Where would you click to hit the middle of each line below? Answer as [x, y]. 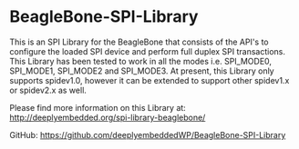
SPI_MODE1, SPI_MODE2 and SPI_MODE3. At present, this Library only [142, 71]
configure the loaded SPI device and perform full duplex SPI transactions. [147, 51]
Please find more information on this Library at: [98, 107]
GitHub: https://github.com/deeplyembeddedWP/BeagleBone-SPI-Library [148, 134]
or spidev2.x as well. [48, 90]
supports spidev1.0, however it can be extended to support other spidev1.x [149, 80]
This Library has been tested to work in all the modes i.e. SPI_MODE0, [140, 61]
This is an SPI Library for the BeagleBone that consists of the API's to [139, 42]
